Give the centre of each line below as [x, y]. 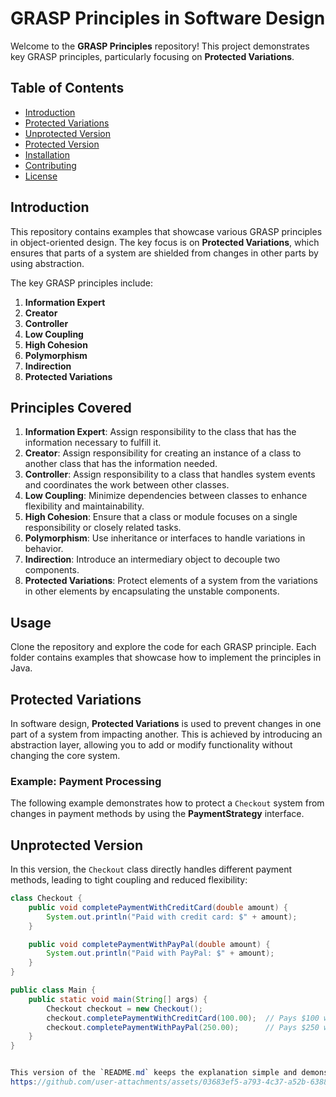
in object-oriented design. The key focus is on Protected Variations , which [165, 242]
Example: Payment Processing [86, 781]
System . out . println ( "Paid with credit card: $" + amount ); [172, 917]
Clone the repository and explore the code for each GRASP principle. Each [163, 647]
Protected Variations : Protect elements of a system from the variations [171, 581]
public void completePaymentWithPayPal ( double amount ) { [149, 944]
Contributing [50, 165]
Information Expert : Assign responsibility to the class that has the [160, 432]
